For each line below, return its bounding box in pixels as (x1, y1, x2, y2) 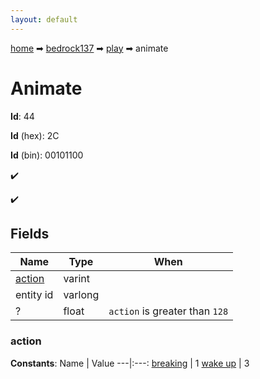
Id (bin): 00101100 (10, 149, 84, 161)
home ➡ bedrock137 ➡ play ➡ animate (10, 42, 169, 54)
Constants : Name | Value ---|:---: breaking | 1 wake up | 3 (10, 357, 250, 369)
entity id (15, 288, 54, 302)
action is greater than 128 (108, 304, 229, 318)
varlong (63, 288, 100, 302)
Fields (10, 225, 50, 242)
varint (63, 272, 91, 286)
